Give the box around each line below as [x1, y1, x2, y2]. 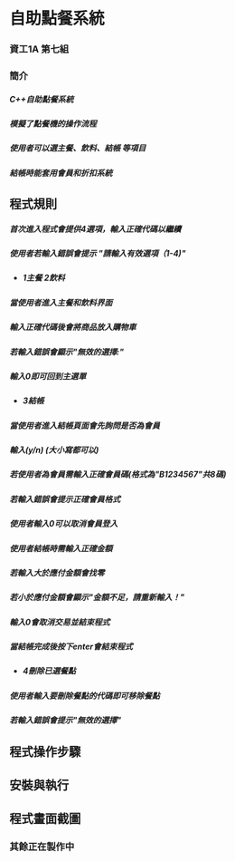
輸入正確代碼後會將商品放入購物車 [9, 322, 136, 333]
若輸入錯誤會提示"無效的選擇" [9, 715, 122, 726]
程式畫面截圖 [9, 811, 81, 827]
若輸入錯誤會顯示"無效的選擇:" [9, 346, 125, 357]
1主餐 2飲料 [22, 273, 65, 284]
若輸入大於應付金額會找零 [9, 567, 105, 578]
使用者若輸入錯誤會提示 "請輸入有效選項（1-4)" [9, 248, 187, 259]
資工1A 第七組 [9, 43, 70, 55]
